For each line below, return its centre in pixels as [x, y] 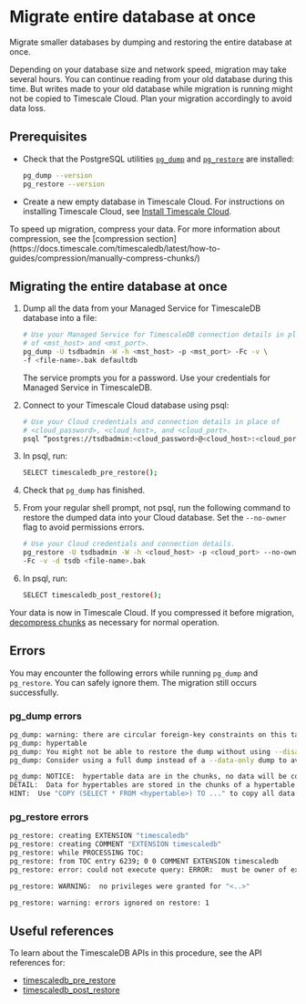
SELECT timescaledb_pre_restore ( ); [90, 473]
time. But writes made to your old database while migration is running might [151, 88]
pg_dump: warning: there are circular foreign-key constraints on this [148, 735]
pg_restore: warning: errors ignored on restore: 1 [109, 903]
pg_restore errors [49, 816]
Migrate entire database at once [133, 17]
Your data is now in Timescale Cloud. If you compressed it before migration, [152, 612]
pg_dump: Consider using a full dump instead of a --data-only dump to [148, 760]
